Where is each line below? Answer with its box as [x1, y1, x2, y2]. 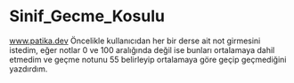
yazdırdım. [9, 64, 48, 74]
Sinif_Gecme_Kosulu [9, 6, 165, 26]
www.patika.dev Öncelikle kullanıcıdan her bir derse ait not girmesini [9, 35, 261, 46]
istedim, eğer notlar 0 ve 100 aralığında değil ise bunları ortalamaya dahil [9, 44, 275, 55]
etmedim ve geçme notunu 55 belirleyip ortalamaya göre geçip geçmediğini [9, 54, 287, 64]
